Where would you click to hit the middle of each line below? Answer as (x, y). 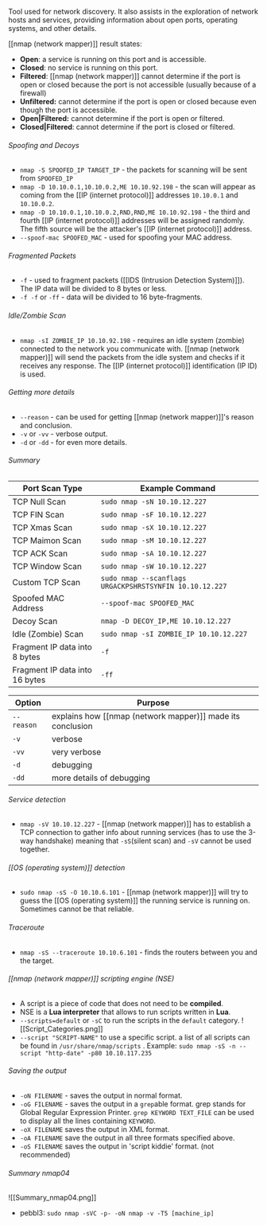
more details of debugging (101, 778)
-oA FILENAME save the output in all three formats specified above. (127, 1138)
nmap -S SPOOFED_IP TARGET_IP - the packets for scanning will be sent (133, 170)
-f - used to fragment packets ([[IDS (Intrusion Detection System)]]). (132, 280)
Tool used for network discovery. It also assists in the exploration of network (133, 12)
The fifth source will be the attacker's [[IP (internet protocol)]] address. (136, 229)
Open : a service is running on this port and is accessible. (113, 59)
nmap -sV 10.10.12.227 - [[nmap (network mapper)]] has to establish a (135, 824)
